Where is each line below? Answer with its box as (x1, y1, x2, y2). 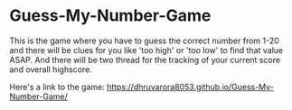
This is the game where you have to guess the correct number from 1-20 (9, 35, 280, 46)
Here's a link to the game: (9, 81, 106, 92)
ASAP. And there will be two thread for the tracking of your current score (9, 54, 281, 65)
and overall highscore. (9, 64, 92, 75)
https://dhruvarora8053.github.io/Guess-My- (107, 81, 274, 92)
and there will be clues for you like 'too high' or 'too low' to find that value (9, 44, 284, 55)
